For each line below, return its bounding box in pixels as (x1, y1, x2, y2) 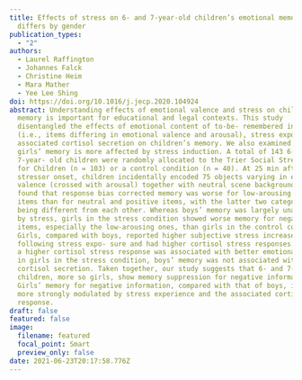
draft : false (9, 306, 58, 315)
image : (9, 323, 34, 332)
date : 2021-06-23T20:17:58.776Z (9, 357, 130, 366)
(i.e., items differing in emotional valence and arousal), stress (17, 131, 276, 140)
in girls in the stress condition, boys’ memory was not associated (17, 256, 280, 266)
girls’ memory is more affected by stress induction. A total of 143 (17, 147, 283, 156)
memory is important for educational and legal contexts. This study (17, 113, 283, 122)
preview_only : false (17, 348, 94, 357)
